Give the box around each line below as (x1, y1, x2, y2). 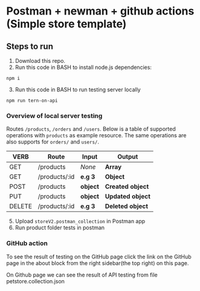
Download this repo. (15, 57, 65, 64)
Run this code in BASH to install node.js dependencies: (15, 64, 152, 71)
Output (117, 152, 138, 161)
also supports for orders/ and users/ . (6, 138, 100, 146)
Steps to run (6, 41, 53, 51)
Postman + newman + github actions (6, 4, 195, 18)
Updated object (105, 192, 151, 201)
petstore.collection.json (6, 277, 65, 285)
